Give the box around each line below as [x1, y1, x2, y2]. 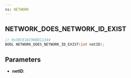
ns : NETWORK [5, 7, 29, 12]
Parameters [5, 55, 41, 64]
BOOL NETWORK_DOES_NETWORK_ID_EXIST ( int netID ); [5, 42, 105, 47]
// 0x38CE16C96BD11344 [5, 38, 51, 42]
